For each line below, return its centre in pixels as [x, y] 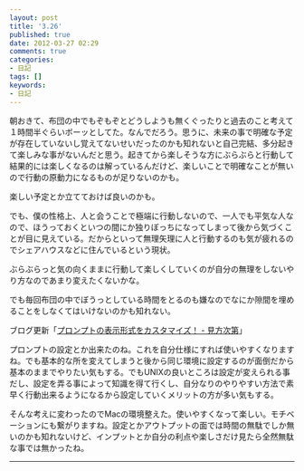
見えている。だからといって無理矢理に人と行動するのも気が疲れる [163, 238]
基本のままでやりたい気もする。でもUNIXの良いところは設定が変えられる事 [150, 371]
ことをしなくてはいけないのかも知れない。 [96, 311]
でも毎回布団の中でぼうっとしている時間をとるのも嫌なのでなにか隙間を [144, 299]
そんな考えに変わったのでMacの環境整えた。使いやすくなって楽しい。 [140, 414]
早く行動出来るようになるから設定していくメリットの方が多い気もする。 [144, 394]
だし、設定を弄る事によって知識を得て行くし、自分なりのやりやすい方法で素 [152, 383]
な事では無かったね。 [49, 447]
